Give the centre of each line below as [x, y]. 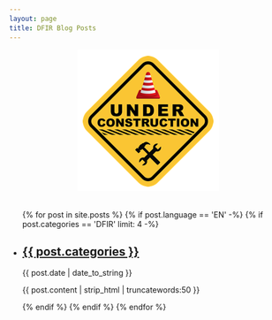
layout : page [33, 19]
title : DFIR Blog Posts [53, 28]
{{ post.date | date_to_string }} [77, 273]
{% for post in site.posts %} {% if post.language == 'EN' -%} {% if [142, 214]
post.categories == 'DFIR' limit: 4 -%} [90, 224]
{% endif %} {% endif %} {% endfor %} [94, 307]
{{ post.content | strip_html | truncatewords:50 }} [111, 290]
